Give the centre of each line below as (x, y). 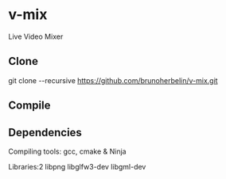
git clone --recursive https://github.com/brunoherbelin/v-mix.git (113, 80)
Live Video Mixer (36, 36)
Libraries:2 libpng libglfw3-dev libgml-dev (77, 166)
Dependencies (45, 132)
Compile (29, 106)
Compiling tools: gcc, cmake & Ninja (67, 151)
